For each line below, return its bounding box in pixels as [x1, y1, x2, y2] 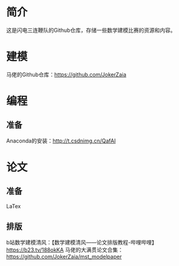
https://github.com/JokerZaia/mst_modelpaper [6, 253, 122, 260]
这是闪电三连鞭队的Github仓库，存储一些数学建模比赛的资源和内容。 [6, 26, 176, 34]
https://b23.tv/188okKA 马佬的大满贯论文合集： [6, 246, 124, 253]
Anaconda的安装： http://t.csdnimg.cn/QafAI [6, 137, 116, 144]
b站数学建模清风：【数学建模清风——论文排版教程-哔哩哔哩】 [6, 238, 158, 246]
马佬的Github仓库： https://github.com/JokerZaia [6, 70, 127, 78]
